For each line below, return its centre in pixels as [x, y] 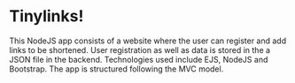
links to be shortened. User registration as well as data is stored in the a [140, 49]
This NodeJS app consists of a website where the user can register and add [148, 41]
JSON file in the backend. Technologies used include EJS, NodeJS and [139, 59]
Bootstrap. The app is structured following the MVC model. [116, 69]
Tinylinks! [47, 16]
